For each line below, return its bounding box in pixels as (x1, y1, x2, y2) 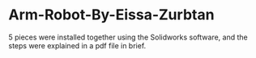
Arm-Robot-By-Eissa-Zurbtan (8, 6, 215, 24)
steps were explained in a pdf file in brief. (8, 40, 147, 50)
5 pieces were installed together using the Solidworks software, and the (8, 32, 249, 42)
